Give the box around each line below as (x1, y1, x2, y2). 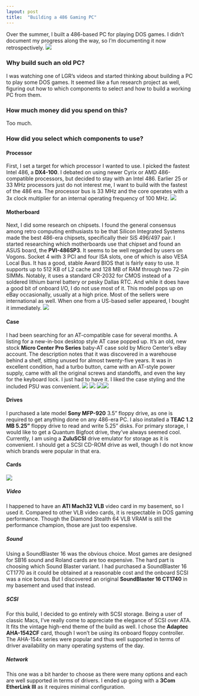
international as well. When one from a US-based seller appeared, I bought (6, 297, 189, 305)
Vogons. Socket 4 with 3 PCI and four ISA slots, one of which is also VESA (6, 253, 188, 261)
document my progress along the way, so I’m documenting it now (6, 37, 166, 44)
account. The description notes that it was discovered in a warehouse (6, 350, 177, 358)
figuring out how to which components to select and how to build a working (6, 84, 191, 92)
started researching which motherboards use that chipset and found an (6, 240, 181, 247)
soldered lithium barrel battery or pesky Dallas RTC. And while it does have (6, 278, 189, 286)
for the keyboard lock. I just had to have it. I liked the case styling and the (6, 375, 185, 383)
